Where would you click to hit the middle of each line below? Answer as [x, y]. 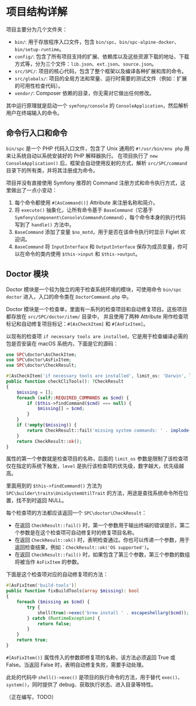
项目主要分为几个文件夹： [37, 29]
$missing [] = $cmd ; [61, 409]
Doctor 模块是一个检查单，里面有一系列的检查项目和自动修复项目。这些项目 [97, 309]
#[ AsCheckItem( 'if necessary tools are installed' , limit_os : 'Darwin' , [96, 376]
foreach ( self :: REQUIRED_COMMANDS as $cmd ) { [73, 398]
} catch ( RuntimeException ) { [64, 618]
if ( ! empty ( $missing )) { [47, 425]
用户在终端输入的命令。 [34, 112]
